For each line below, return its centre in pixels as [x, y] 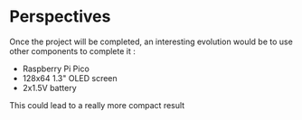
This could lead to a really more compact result [97, 105]
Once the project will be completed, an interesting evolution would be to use [151, 42]
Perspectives [60, 17]
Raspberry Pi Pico [56, 69]
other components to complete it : [72, 51]
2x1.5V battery [49, 88]
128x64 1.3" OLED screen [70, 78]
